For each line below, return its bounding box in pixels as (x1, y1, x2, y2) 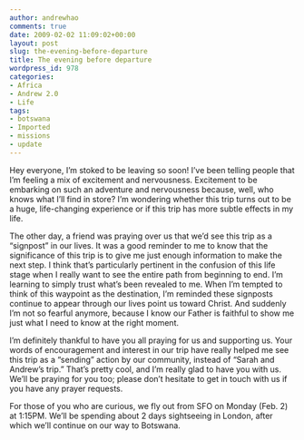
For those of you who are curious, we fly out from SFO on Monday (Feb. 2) (9, 400, 289, 411)
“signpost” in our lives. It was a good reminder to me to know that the (9, 240, 269, 250)
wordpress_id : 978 (9, 64, 79, 73)
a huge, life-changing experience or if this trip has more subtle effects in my (9, 203, 294, 214)
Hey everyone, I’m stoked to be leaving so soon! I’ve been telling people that (9, 164, 295, 175)
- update (9, 140, 43, 149)
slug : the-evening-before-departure (9, 47, 148, 56)
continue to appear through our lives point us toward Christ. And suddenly (9, 298, 288, 308)
